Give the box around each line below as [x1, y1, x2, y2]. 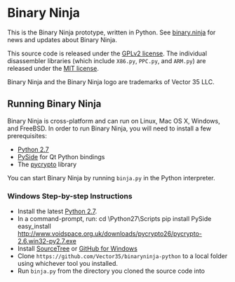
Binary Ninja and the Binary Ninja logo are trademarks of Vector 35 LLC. [7, 77, 215, 86]
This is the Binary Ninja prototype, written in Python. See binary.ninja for [7, 28, 216, 36]
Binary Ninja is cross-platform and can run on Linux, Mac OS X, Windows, [7, 116, 220, 125]
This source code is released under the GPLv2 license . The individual [7, 49, 208, 58]
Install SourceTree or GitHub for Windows [17, 244, 138, 253]
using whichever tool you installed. [17, 260, 118, 268]
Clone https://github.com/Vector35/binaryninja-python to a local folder [17, 252, 228, 260]
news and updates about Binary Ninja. [7, 35, 117, 43]
